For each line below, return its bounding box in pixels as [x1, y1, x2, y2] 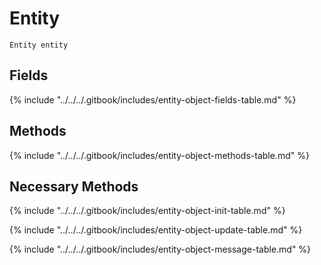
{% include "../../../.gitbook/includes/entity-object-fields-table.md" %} [9, 93, 297, 106]
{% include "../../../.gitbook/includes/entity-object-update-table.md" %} [9, 224, 303, 236]
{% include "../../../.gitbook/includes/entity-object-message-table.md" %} [9, 243, 312, 256]
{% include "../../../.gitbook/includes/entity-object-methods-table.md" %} [9, 149, 310, 161]
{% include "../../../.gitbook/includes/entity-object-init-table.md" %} [9, 205, 286, 217]
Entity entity [9, 40, 69, 50]
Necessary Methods [9, 178, 139, 195]
